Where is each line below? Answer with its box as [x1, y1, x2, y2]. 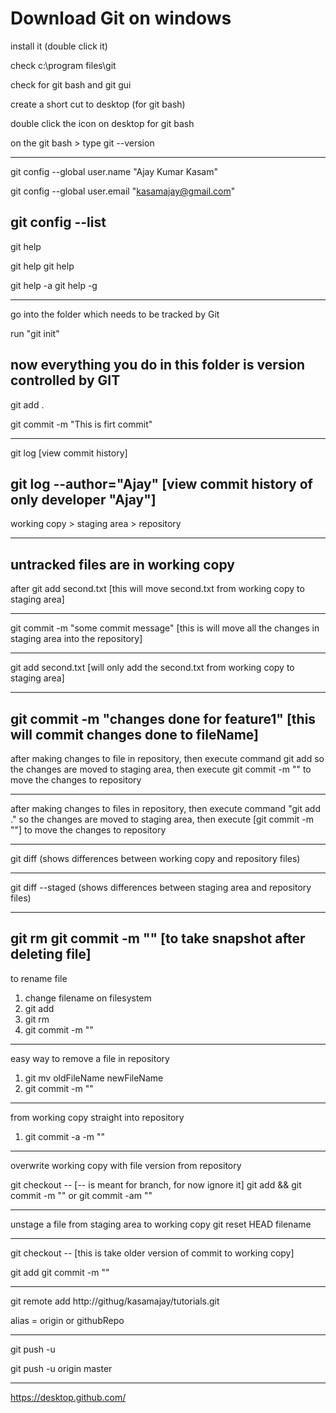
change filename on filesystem [24, 992, 152, 1004]
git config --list [10, 214, 107, 231]
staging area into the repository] [10, 633, 143, 645]
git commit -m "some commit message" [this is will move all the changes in [10, 622, 320, 634]
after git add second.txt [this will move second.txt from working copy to [10, 583, 305, 595]
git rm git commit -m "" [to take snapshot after [10, 930, 306, 947]
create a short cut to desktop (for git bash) [10, 98, 186, 110]
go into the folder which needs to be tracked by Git [10, 308, 220, 320]
